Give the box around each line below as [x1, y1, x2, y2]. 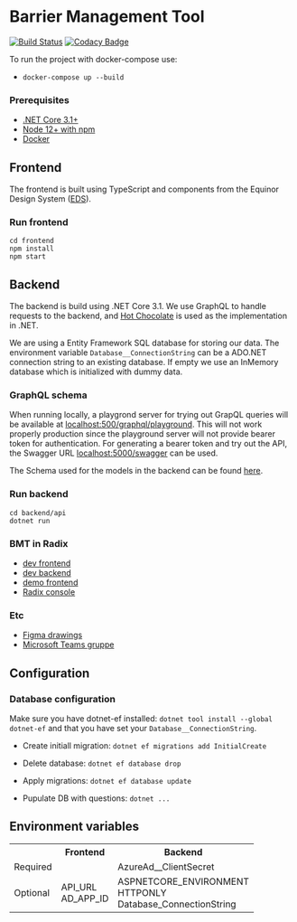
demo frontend [22, 577, 79, 588]
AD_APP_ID [60, 892, 109, 905]
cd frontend [9, 237, 54, 246]
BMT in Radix [9, 537, 69, 550]
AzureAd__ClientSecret [116, 861, 215, 873]
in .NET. [9, 320, 39, 331]
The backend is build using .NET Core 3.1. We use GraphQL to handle [9, 301, 266, 312]
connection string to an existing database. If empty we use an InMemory [9, 357, 279, 368]
